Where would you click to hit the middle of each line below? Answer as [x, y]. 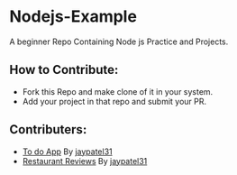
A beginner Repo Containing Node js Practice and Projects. [119, 41]
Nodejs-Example [73, 17]
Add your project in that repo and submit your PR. [114, 101]
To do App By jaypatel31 [67, 152]
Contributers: [48, 129]
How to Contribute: [64, 70]
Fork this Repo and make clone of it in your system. [118, 91]
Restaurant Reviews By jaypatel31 [85, 161]
